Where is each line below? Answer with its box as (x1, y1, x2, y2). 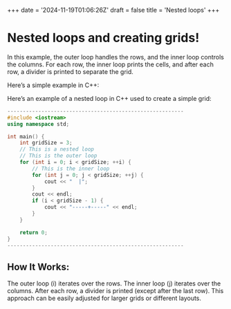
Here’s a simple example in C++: (7, 81, 100, 89)
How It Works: (7, 261, 70, 272)
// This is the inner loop (32, 165, 110, 172)
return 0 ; (19, 229, 48, 236)
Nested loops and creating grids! (7, 30, 200, 46)
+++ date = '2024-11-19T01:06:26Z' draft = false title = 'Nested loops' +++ (7, 6, 220, 14)
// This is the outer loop (19, 152, 98, 160)
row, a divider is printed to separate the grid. (7, 67, 133, 75)
